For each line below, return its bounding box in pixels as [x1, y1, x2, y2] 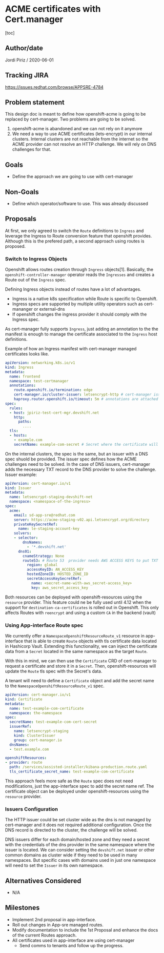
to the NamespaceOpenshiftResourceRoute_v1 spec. [5, 683, 105, 689]
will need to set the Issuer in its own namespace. [5, 862, 104, 869]
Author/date [5, 44, 43, 52]
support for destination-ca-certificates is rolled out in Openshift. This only [5, 604, 159, 610]
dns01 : [18, 549, 32, 554]
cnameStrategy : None [22, 554, 64, 558]
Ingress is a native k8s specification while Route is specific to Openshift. [12, 296, 158, 302]
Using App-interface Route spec [5, 622, 83, 629]
